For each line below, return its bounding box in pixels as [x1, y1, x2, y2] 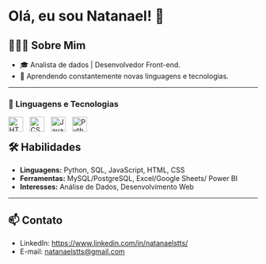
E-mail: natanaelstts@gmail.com [19, 247, 125, 256]
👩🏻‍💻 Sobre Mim [8, 39, 86, 52]
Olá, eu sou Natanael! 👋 [8, 7, 165, 25]
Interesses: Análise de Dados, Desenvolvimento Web [19, 182, 194, 192]
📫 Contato [8, 213, 63, 227]
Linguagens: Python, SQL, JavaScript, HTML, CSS [19, 165, 185, 175]
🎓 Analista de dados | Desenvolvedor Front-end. [19, 60, 180, 70]
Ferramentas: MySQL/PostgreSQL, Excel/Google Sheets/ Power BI [19, 174, 238, 183]
